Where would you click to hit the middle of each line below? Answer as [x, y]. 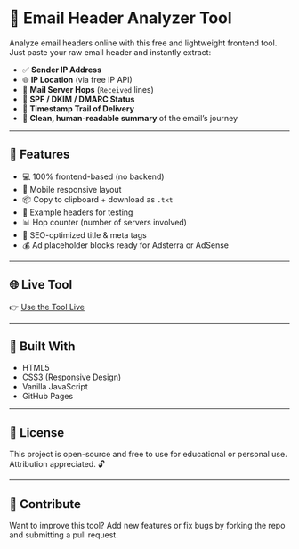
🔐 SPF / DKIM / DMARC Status [78, 99]
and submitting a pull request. [64, 535]
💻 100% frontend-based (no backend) [93, 176]
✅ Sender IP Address [62, 70]
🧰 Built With [42, 346]
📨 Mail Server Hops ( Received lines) [88, 89]
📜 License [37, 433]
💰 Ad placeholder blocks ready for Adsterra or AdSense [125, 245]
